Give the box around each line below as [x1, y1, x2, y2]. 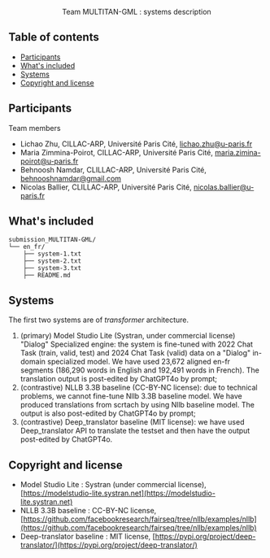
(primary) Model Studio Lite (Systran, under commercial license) [20, 331, 236, 341]
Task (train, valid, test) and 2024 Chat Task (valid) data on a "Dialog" [20, 348, 251, 358]
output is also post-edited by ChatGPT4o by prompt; [20, 408, 197, 418]
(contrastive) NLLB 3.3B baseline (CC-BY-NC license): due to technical [20, 382, 258, 393]
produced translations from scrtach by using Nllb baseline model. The [20, 400, 255, 410]
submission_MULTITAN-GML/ [8, 236, 96, 244]
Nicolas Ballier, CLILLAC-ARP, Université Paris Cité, [20, 182, 193, 192]
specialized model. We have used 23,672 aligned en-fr [47, 357, 230, 367]
